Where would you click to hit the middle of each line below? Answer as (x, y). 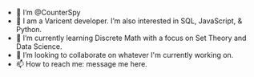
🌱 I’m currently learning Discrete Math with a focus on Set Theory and (131, 38)
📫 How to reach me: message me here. (82, 64)
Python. (29, 29)
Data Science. (39, 47)
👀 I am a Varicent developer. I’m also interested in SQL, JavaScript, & (129, 21)
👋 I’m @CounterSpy (48, 12)
